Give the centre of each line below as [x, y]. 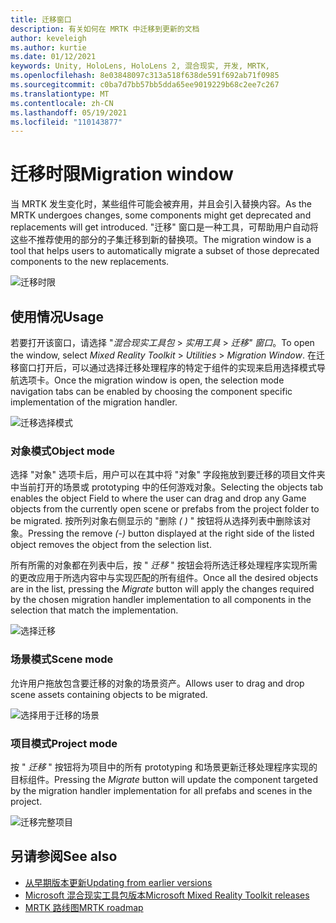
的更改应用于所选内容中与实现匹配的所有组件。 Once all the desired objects [164, 578]
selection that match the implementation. [94, 610]
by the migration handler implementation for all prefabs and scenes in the [161, 790]
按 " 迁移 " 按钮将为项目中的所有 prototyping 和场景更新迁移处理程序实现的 [164, 767]
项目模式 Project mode [64, 743]
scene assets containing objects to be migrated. [109, 694]
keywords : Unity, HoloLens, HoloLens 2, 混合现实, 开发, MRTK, [140, 66]
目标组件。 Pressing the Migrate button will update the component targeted [164, 779]
